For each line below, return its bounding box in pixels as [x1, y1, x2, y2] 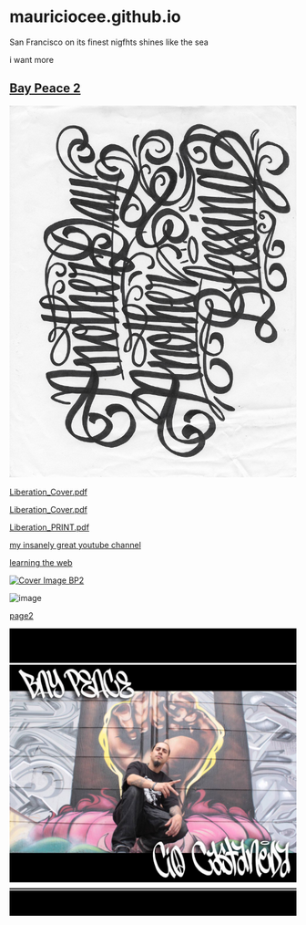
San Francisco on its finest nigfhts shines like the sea [9, 36, 209, 47]
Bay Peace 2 [9, 80, 81, 97]
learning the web [9, 557, 73, 568]
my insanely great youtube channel [9, 540, 141, 551]
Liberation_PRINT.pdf [9, 522, 89, 533]
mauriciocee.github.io [9, 6, 181, 27]
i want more [9, 54, 55, 65]
